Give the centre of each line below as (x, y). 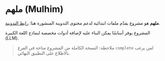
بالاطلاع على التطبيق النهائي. (44, 53)
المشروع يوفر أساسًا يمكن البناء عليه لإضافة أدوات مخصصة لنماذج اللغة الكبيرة (78, 32)
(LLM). (12, 38)
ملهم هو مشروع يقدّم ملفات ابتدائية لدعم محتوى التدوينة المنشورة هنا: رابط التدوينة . (83, 23)
